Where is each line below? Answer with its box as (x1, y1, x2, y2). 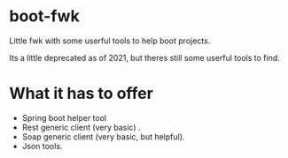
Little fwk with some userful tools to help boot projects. (9, 35, 211, 46)
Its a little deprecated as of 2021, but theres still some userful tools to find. (9, 52, 281, 63)
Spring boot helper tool (21, 112, 107, 123)
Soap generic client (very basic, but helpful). (21, 131, 185, 142)
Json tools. (21, 140, 63, 151)
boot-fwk (9, 6, 80, 26)
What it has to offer (9, 84, 153, 103)
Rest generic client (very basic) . (21, 122, 141, 132)
